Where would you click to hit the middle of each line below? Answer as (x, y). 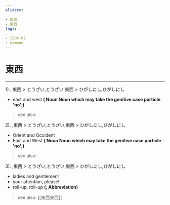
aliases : (14, 10)
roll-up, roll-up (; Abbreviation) (45, 187)
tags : (11, 29)
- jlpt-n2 (16, 38)
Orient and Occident (34, 135)
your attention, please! (36, 181)
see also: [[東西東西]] (40, 197)
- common (14, 43)
